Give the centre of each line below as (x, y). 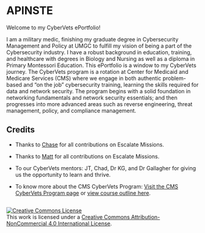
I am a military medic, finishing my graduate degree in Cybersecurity (92, 39)
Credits (21, 130)
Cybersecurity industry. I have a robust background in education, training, (99, 52)
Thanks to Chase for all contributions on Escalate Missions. (90, 145)
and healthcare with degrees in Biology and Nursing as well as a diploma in (101, 59)
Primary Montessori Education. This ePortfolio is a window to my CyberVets (101, 65)
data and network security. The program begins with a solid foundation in (99, 91)
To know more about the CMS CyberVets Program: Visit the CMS (97, 186)
